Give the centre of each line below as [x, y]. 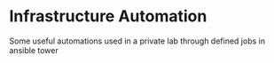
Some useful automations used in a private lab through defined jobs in [137, 41]
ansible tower [34, 50]
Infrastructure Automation [108, 16]
